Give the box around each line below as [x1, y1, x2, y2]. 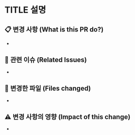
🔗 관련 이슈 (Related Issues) [4, 56, 87, 64]
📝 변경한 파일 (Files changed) [4, 84, 91, 93]
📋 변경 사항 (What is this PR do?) [4, 25, 104, 34]
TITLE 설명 [4, 4, 47, 16]
